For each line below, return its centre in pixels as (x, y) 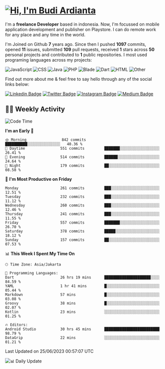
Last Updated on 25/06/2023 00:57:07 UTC (49, 351)
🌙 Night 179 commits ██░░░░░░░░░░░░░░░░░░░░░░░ (82, 166)
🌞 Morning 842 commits (46, 140)
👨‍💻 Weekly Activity (35, 109)
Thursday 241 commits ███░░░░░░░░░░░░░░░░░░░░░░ (82, 214)
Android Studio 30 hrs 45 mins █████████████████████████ (82, 329)
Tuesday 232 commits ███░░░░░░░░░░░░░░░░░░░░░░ (82, 197)
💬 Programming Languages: (32, 273)
